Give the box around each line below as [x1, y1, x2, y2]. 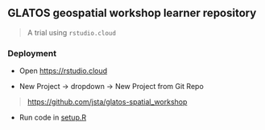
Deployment [7, 47, 57, 59]
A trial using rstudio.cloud [27, 27, 116, 37]
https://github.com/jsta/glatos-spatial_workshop [27, 97, 188, 107]
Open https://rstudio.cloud [19, 66, 108, 75]
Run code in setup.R [19, 112, 86, 123]
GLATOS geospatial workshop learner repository [7, 6, 257, 20]
